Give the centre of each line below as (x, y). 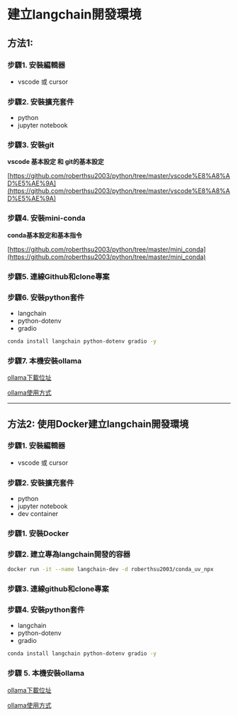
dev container (38, 514)
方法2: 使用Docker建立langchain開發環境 (98, 424)
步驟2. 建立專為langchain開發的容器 (69, 554)
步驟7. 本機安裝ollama (45, 360)
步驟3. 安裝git (31, 145)
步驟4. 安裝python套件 (46, 610)
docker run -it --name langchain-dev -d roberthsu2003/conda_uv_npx (110, 569)
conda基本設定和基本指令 (45, 235)
